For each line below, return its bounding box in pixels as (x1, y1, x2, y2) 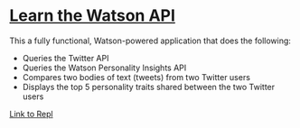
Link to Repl (9, 108, 53, 119)
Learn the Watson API (9, 5, 176, 26)
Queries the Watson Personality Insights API (22, 62, 187, 73)
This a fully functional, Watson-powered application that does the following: (9, 35, 292, 46)
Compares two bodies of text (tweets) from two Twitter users (22, 71, 251, 82)
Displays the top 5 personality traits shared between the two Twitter (22, 81, 276, 92)
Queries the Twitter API (22, 52, 109, 63)
